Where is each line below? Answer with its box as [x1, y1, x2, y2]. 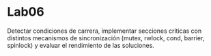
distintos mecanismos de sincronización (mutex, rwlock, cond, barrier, [7, 33, 205, 42]
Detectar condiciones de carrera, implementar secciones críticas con [7, 27, 202, 35]
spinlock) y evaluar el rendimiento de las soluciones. [7, 41, 155, 49]
